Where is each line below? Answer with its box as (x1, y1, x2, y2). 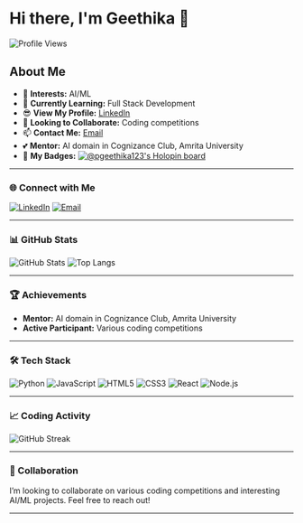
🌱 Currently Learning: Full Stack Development (22, 98, 196, 108)
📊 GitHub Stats (9, 233, 78, 246)
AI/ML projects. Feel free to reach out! (9, 494, 151, 505)
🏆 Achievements (9, 289, 87, 302)
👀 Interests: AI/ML (22, 88, 92, 98)
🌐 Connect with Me (9, 181, 96, 193)
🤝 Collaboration (9, 464, 79, 477)
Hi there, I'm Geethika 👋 (9, 8, 189, 29)
